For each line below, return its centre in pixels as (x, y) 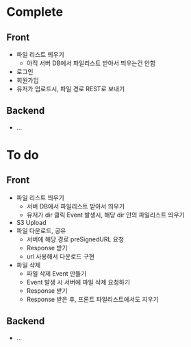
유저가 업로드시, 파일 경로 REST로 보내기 (71, 89)
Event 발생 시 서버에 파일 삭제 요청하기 (78, 282)
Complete (35, 12)
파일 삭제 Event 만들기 (56, 273)
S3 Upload (31, 222)
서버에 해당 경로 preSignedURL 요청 (75, 239)
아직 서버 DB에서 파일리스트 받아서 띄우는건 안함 (91, 63)
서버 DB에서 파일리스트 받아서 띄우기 (75, 206)
